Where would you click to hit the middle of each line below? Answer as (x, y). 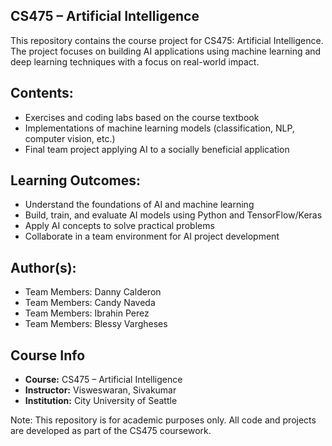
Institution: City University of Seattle (101, 401)
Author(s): (43, 267)
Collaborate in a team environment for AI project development (152, 236)
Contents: (42, 93)
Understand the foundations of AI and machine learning (139, 205)
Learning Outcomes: (75, 180)
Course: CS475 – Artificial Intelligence (103, 380)
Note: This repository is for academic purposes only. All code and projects (163, 420)
